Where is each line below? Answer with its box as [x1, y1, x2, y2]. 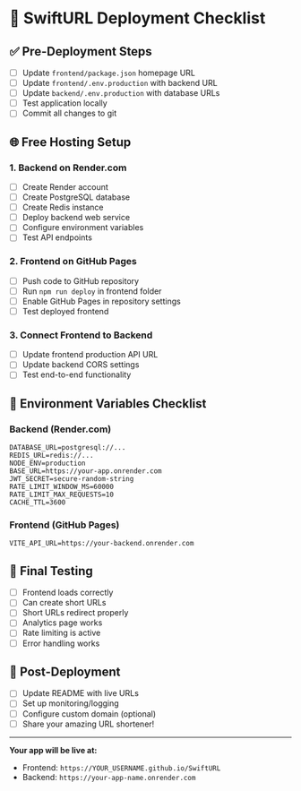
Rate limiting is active [21, 627, 101, 639]
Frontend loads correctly [21, 587, 114, 598]
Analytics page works [21, 617, 103, 628]
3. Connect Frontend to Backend [9, 329, 153, 341]
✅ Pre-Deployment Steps [9, 44, 152, 59]
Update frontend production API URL [21, 349, 159, 360]
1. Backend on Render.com [9, 161, 127, 174]
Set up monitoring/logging [21, 698, 119, 709]
